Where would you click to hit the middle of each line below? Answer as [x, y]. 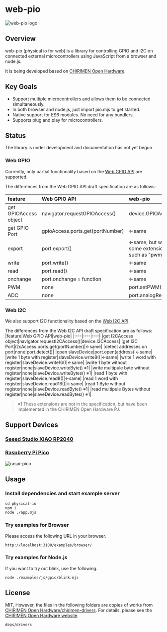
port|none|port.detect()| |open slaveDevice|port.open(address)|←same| [79, 352]
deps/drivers [19, 625]
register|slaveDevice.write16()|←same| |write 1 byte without [66, 362]
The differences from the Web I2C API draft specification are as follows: [79, 330]
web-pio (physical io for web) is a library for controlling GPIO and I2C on [79, 50]
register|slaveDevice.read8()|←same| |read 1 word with [62, 378]
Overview [21, 39]
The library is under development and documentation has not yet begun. [79, 148]
